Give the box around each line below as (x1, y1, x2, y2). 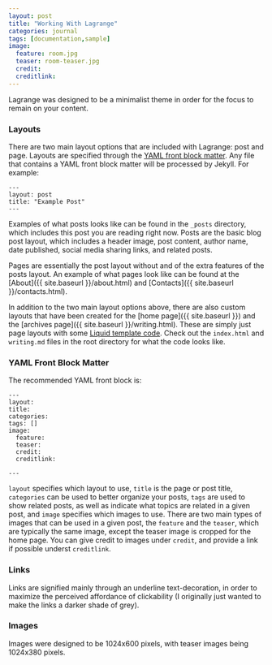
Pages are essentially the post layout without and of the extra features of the (8, 261, 265, 270)
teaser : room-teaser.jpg (15, 58, 100, 66)
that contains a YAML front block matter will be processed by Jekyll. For (8, 159, 249, 169)
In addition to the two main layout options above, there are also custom (8, 302, 246, 312)
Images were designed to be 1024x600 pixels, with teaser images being (8, 638, 249, 648)
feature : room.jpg (15, 50, 79, 58)
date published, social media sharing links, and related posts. (8, 244, 213, 254)
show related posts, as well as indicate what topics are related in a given (8, 501, 250, 511)
